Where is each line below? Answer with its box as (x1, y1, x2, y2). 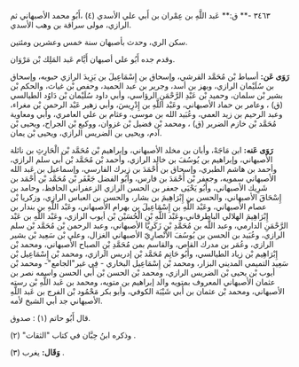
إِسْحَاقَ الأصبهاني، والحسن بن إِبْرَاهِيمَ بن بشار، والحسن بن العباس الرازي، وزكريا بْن (10, 192, 282, 202)
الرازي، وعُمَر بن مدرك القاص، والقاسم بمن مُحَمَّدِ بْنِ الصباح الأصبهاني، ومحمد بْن (10, 239, 274, 249)
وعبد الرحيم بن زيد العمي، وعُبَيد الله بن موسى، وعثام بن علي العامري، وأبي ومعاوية (10, 109, 283, 119)
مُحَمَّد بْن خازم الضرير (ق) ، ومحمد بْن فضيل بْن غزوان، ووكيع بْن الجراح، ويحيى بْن (10, 118, 278, 129)
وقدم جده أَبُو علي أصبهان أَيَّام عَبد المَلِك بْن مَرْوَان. (10, 54, 176, 64)
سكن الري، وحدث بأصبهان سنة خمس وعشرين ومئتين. (10, 37, 188, 47)
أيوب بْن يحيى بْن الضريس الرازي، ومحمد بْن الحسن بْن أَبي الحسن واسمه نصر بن (10, 268, 276, 277)
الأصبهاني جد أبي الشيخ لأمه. (10, 295, 103, 306)
